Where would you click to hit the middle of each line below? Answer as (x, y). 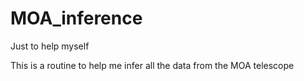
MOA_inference (76, 18)
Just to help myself (50, 46)
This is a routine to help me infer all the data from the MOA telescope (152, 65)
